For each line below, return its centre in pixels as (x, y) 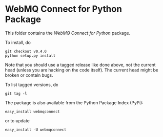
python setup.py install (30, 56)
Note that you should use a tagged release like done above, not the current (81, 65)
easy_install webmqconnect (32, 112)
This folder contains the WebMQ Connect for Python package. (68, 33)
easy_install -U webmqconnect (36, 130)
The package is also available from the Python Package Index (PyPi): (74, 103)
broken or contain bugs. (29, 75)
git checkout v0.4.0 (26, 51)
